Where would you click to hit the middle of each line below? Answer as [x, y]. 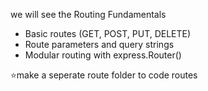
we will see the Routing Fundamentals [88, 14]
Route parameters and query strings [99, 44]
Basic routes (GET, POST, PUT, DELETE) [108, 33]
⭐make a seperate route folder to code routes [104, 75]
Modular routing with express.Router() [103, 55]
